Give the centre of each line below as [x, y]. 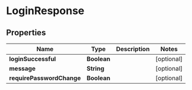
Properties [26, 33]
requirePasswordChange [45, 78]
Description [133, 49]
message [22, 69]
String [96, 69]
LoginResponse [45, 11]
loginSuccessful [33, 59]
